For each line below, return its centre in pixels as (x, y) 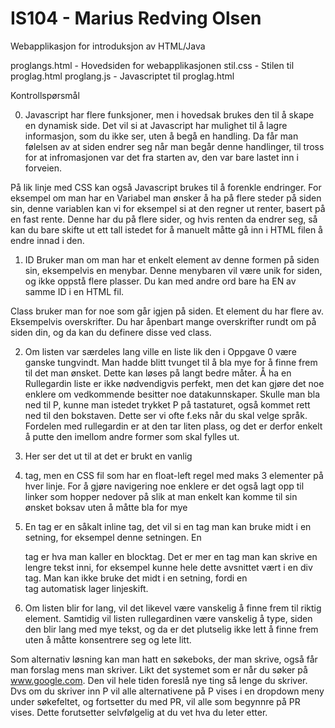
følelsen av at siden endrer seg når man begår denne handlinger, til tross (174, 146)
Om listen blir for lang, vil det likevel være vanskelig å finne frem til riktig (173, 608)
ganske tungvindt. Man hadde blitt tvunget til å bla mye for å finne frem (171, 362)
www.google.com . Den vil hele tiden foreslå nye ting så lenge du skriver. (159, 680)
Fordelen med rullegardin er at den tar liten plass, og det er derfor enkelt (173, 426)
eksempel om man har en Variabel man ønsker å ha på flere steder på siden (166, 198)
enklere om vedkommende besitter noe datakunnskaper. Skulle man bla (172, 394)
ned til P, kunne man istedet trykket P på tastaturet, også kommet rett (167, 404)
